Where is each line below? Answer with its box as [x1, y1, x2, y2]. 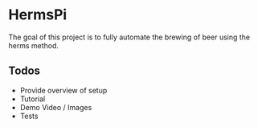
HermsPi [8, 6, 68, 24]
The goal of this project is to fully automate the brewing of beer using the [8, 32, 251, 42]
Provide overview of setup [19, 85, 108, 95]
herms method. [8, 40, 59, 50]
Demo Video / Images [19, 102, 92, 112]
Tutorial [19, 94, 46, 104]
